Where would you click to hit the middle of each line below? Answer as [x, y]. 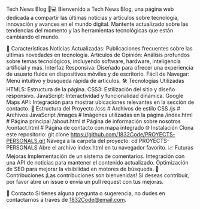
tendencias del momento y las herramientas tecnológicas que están [90, 30]
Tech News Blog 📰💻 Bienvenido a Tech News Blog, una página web [90, 9]
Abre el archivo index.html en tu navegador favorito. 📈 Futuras [116, 147]
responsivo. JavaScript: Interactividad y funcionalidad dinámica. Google [95, 96]
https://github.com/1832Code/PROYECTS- [123, 134]
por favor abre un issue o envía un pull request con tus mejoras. [85, 182]
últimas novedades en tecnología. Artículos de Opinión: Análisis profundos [98, 55]
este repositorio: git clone [38, 134]
